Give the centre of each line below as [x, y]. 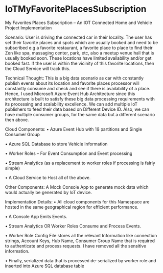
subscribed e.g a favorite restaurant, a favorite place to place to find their [79, 48]
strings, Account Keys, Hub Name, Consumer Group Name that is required [80, 241]
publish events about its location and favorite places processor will [72, 83]
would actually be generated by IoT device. [48, 192]
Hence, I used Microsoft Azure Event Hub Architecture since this [70, 94]
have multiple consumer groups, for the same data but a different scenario [80, 114]
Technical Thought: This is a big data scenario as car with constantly [74, 78]
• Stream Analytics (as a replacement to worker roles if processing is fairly [80, 163]
